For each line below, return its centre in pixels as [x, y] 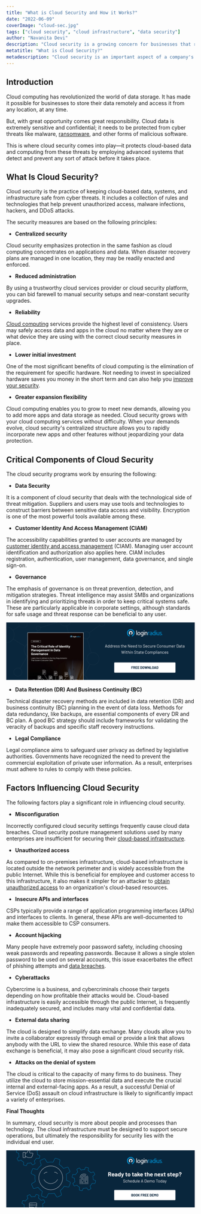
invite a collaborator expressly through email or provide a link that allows [95, 1038]
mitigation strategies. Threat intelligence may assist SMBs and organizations [100, 595]
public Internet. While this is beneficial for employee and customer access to [100, 875]
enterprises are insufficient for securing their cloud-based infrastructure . [96, 839]
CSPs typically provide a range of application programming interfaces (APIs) [100, 911]
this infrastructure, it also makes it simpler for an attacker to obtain [88, 881]
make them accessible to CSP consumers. [58, 923]
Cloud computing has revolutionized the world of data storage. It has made [98, 97]
